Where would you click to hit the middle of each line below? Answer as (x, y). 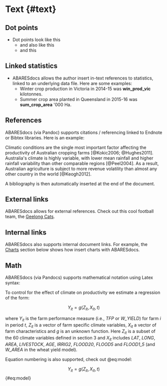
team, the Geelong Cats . (30, 216)
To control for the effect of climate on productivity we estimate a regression (83, 292)
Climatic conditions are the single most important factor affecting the (76, 147)
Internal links (26, 232)
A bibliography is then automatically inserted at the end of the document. (80, 183)
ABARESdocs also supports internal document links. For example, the (77, 244)
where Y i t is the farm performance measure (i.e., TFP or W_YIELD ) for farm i (83, 319)
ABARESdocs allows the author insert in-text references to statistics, (83, 78)
